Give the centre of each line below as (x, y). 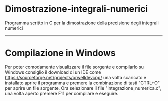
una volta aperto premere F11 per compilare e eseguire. (62, 93)
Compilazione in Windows (60, 53)
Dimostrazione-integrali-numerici (77, 9)
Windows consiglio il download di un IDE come (53, 72)
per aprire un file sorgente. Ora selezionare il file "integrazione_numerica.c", (83, 88)
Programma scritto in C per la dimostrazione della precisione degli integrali (82, 23)
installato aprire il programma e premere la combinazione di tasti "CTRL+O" (83, 83)
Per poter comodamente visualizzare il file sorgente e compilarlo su (74, 67)
